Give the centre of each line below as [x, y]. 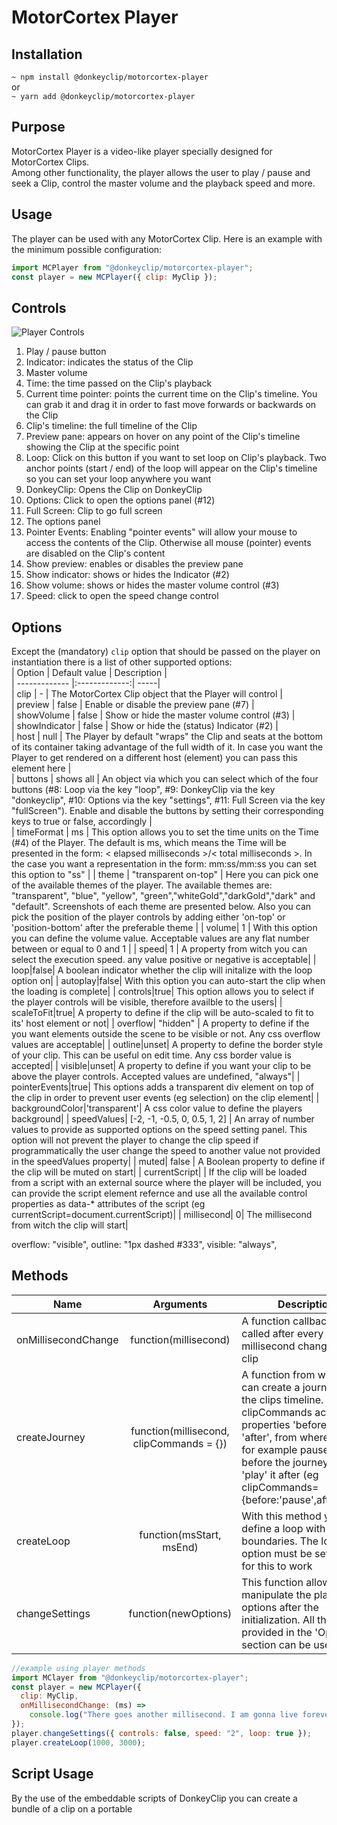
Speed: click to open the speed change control [122, 596]
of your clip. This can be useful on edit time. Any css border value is [151, 1055]
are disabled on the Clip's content [95, 553]
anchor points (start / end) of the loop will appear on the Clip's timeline [171, 468]
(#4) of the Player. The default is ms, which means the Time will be [149, 842]
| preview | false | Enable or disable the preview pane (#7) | [133, 704]
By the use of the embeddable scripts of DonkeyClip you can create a [154, 1798]
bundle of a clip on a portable [72, 1808]
